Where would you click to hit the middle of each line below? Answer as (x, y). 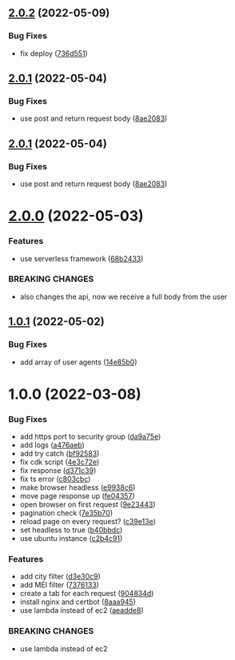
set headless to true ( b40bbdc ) (71, 530)
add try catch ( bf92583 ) (60, 454)
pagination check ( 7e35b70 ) (66, 513)
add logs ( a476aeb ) (52, 445)
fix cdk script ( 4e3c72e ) (60, 462)
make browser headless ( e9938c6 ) (78, 487)
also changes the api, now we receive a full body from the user (123, 296)
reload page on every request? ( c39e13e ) (88, 522)
